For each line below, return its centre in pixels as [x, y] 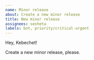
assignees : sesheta [26, 24]
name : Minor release [27, 10]
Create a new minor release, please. [43, 52]
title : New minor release [32, 19]
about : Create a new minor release [43, 14]
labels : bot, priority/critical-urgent [47, 28]
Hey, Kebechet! [21, 42]
